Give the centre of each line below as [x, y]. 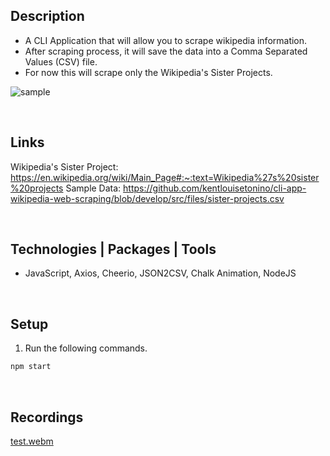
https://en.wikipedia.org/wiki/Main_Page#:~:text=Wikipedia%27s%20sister [165, 177]
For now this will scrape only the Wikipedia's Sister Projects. [148, 72]
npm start [31, 367]
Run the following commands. [86, 348]
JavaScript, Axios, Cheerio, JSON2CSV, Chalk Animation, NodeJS [160, 273]
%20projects [37, 188]
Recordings [47, 417]
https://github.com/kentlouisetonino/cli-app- [215, 188]
